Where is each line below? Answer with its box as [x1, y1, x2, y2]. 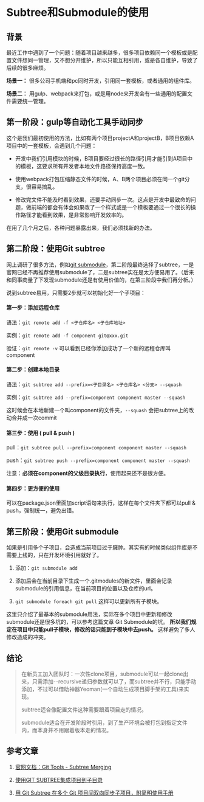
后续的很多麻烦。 [6, 64, 49, 71]
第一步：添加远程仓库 [6, 304, 59, 311]
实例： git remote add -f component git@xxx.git [6, 331, 129, 339]
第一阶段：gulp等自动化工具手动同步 [6, 117, 144, 128]
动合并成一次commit [6, 414, 57, 421]
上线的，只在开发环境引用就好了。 [16, 551, 102, 559]
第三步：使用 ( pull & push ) [6, 429, 75, 437]
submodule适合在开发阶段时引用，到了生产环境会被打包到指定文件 [21, 719, 188, 727]
